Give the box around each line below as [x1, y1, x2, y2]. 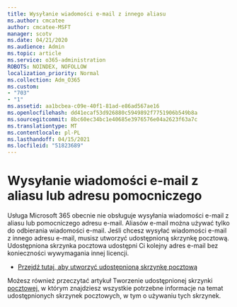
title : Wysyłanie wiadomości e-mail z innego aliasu [7, 10, 166, 18]
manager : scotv [7, 30, 52, 38]
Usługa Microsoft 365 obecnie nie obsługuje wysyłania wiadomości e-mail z [7, 211, 229, 220]
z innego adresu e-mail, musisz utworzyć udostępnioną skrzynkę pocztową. [7, 234, 230, 242]
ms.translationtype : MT [7, 122, 78, 130]
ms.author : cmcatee [7, 17, 65, 24]
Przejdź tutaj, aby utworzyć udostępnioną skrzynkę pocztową [17, 263, 198, 272]
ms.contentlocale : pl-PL [7, 129, 81, 136]
